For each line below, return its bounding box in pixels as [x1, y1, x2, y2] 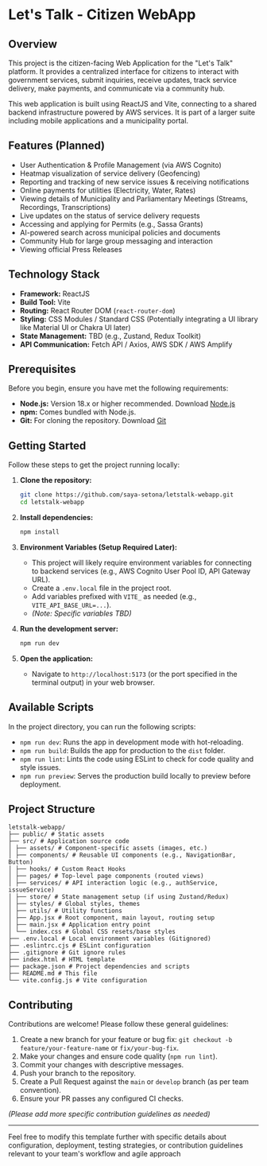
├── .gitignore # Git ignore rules [8, 949, 126, 957]
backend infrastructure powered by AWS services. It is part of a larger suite [8, 107, 256, 117]
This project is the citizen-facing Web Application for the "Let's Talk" [8, 58, 233, 68]
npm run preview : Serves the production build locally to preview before [19, 771, 251, 780]
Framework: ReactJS [19, 289, 90, 298]
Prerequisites [8, 363, 76, 376]
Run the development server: [19, 624, 119, 633]
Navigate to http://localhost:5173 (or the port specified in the [31, 669, 238, 678]
